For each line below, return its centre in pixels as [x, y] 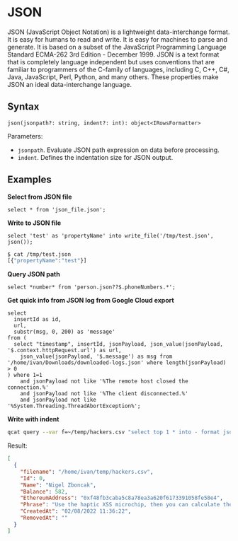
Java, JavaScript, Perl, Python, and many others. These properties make [113, 77]
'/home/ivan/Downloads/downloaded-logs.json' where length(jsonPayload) [117, 363]
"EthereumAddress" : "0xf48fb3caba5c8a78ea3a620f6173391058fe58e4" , [121, 498]
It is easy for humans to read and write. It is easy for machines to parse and [118, 39]
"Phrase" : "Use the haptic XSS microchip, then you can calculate [120, 505]
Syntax [23, 107]
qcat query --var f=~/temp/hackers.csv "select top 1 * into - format [114, 432]
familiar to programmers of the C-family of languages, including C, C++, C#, [118, 69]
